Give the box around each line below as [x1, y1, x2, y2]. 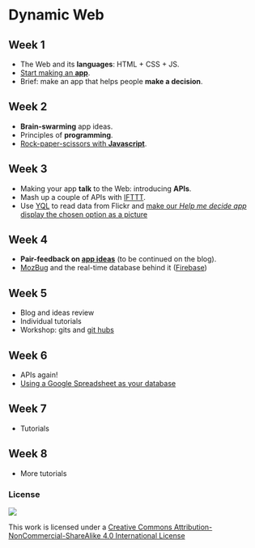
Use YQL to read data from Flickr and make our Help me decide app [19, 201, 247, 210]
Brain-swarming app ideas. [19, 121, 113, 131]
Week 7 [8, 402, 47, 416]
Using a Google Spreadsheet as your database [19, 379, 176, 389]
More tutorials [19, 468, 67, 478]
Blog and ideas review [19, 308, 95, 317]
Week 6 [8, 348, 48, 362]
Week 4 [8, 233, 49, 247]
